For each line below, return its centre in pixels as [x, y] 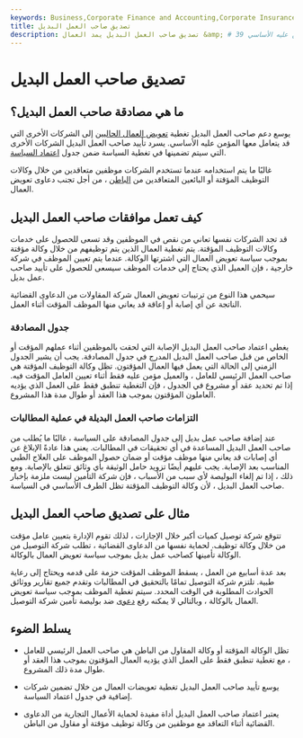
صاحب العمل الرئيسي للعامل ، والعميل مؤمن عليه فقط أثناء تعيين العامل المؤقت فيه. [151, 376]
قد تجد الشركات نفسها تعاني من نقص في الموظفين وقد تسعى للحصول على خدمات [149, 239]
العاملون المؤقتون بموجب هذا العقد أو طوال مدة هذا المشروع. [113, 395]
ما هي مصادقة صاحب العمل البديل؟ [97, 112]
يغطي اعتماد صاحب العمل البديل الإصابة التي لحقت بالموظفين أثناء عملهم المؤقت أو [150, 347]
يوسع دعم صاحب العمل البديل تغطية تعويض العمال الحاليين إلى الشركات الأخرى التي [151, 133]
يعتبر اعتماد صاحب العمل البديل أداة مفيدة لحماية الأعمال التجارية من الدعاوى [151, 714]
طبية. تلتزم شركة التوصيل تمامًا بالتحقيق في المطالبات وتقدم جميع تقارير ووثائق [143, 582]
